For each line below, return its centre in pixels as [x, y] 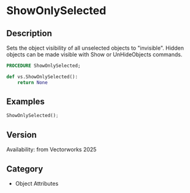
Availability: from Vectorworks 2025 [51, 149]
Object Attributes [37, 183]
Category [25, 169]
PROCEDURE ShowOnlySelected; [44, 66]
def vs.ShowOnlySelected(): [42, 77]
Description [29, 33]
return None [32, 82]
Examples [25, 102]
